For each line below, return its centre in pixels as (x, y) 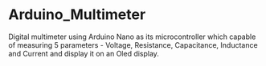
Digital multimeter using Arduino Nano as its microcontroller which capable (132, 37)
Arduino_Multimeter (77, 15)
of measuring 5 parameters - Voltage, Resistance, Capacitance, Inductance (133, 45)
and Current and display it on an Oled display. (84, 53)
